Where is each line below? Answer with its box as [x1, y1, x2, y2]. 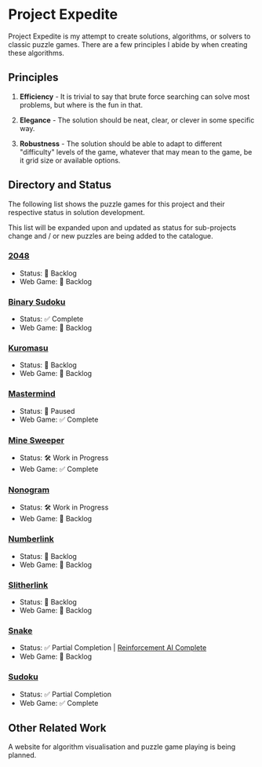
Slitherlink [8, 579, 49, 590]
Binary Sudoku [8, 296, 66, 307]
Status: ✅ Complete [19, 314, 84, 323]
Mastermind [8, 389, 56, 400]
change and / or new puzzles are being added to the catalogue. [8, 231, 213, 240]
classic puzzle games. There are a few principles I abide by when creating [8, 39, 248, 49]
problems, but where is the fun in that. [19, 100, 144, 109]
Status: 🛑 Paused [19, 406, 75, 415]
